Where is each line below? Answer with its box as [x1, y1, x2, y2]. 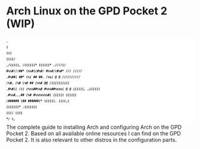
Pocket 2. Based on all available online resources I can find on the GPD [6, 130, 181, 137]
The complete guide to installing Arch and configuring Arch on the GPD [6, 123, 182, 130]
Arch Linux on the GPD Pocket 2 [6, 4, 168, 18]
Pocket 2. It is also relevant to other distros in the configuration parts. [6, 136, 177, 143]
